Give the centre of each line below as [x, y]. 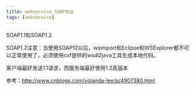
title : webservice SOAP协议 [40, 12]
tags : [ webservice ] [30, 17]
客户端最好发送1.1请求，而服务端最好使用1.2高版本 [67, 68]
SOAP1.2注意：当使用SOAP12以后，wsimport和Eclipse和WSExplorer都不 [95, 48]
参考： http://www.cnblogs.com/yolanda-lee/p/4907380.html [81, 80]
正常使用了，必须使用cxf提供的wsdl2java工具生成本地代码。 [85, 55]
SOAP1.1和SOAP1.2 [29, 35]
